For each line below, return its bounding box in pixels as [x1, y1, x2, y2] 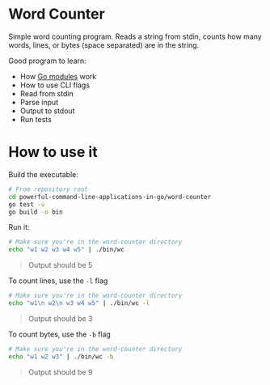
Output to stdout [19, 106, 75, 116]
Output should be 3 [27, 313, 93, 324]
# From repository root [8, 185, 89, 193]
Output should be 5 [27, 260, 93, 270]
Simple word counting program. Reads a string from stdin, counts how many [8, 32, 263, 41]
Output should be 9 [27, 367, 93, 377]
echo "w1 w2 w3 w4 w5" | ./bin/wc [8, 246, 125, 254]
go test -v [8, 200, 45, 209]
